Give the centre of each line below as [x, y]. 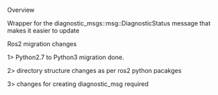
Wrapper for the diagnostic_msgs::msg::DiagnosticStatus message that [109, 23]
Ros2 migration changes [42, 44]
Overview [21, 10]
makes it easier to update [43, 31]
